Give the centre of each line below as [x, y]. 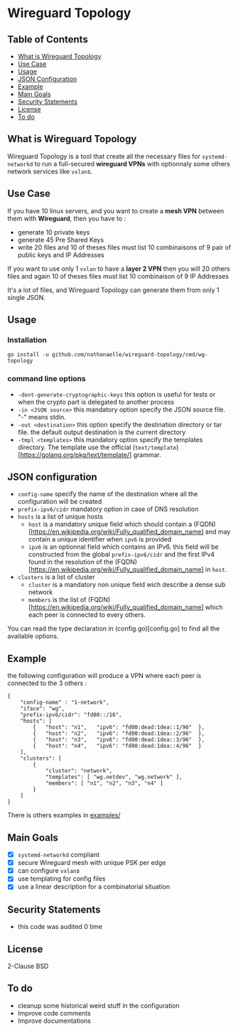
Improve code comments [54, 1013]
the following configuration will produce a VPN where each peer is [104, 676]
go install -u [28, 355]
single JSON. [27, 297]
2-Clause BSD [28, 966]
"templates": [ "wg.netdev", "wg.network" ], [114, 777]
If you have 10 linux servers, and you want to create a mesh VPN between [116, 210]
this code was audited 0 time [60, 927]
